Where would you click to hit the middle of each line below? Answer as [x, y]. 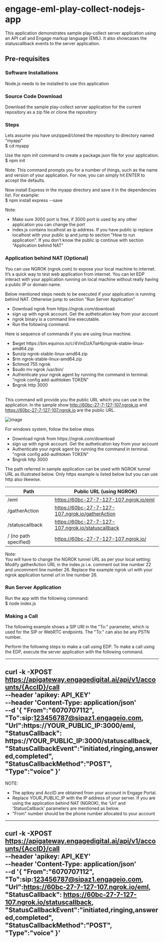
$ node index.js [20, 603]
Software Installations [32, 73]
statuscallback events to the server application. [52, 43]
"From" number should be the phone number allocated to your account [83, 813]
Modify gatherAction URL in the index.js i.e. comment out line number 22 [78, 564]
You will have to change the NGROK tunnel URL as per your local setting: [78, 559]
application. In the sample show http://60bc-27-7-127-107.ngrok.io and [76, 405]
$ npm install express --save [34, 200]
